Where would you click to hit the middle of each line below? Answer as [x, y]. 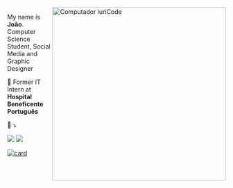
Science [19, 39]
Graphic [18, 61]
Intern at [19, 89]
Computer [21, 32]
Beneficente [25, 104]
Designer [20, 68]
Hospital [20, 97]
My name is [24, 17]
